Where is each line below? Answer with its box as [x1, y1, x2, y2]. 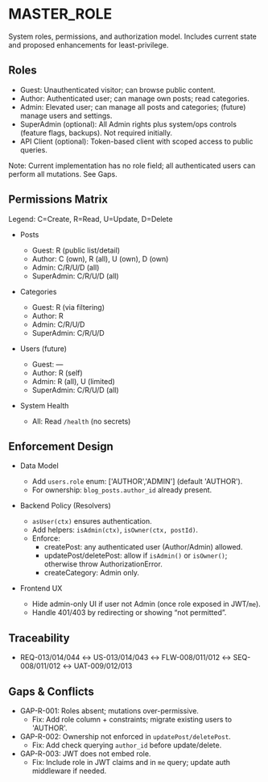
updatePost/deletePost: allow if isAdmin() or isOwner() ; [43, 550, 228, 561]
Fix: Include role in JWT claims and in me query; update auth [31, 758, 231, 767]
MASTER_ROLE [8, 5, 113, 23]
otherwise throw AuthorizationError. [43, 559, 163, 569]
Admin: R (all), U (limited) [31, 376, 115, 386]
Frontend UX [19, 583, 63, 593]
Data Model [19, 461, 59, 470]
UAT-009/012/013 [73, 661, 133, 671]
